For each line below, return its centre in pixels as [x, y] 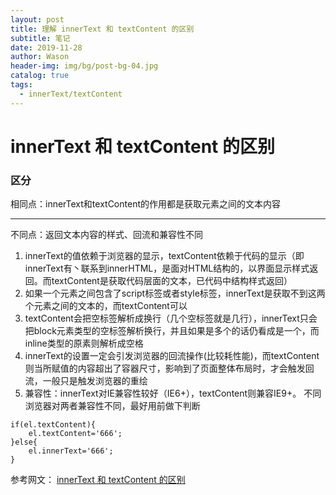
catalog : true [40, 76]
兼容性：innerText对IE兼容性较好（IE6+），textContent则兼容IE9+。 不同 [173, 393]
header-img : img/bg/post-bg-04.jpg [84, 66]
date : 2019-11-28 [46, 47]
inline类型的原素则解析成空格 [84, 343]
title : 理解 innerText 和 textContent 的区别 [102, 29]
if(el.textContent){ [53, 425]
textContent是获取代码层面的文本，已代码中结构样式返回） [172, 281]
